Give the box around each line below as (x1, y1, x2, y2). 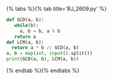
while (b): (14, 22, 39, 28)
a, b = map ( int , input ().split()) (6, 51, 93, 57)
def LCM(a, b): (6, 39, 44, 45)
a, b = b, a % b (19, 28, 61, 34)
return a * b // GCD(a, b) (11, 45, 79, 51)
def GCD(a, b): (6, 17, 44, 23)
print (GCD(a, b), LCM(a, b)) (6, 56, 79, 62)
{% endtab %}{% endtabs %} (6, 67, 80, 74)
